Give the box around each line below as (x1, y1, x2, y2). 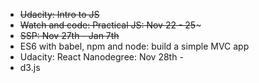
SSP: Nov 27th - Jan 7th (19, 30, 120, 41)
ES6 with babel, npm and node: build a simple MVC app (19, 40, 250, 52)
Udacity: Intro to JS (19, 9, 100, 20)
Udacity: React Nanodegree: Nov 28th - (19, 51, 184, 63)
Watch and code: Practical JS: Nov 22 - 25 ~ (19, 19, 202, 31)
